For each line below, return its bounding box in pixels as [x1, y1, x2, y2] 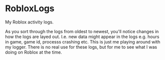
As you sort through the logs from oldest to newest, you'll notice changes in [5, 28, 159, 34]
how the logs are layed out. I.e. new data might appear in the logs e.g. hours [5, 34, 160, 40]
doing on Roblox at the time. [5, 49, 63, 55]
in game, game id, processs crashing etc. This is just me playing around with [5, 39, 161, 44]
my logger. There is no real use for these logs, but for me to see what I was [5, 44, 158, 50]
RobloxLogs [5, 3, 55, 14]
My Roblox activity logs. [5, 19, 54, 25]
